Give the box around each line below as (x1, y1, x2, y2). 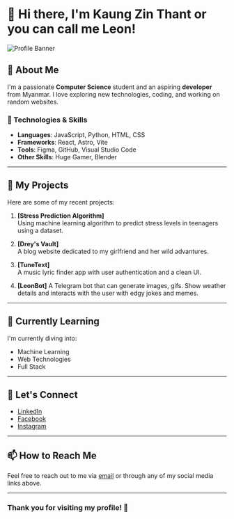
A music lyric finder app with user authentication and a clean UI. (17, 268, 202, 276)
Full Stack (17, 362, 46, 371)
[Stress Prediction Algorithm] (17, 211, 104, 220)
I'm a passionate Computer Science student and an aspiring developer (7, 83, 212, 91)
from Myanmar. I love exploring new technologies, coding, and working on (7, 90, 221, 98)
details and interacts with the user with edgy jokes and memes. (17, 289, 198, 297)
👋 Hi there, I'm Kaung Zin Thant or (7, 6, 207, 22)
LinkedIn (17, 407, 42, 416)
